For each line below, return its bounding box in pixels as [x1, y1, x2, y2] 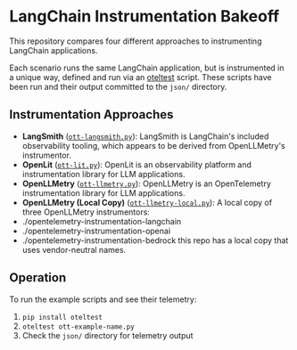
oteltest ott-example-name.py [21, 322, 136, 331]
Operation [9, 270, 67, 286]
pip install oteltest [21, 313, 103, 322]
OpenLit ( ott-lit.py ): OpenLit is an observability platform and [21, 159, 252, 170]
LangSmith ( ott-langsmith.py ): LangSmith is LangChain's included [21, 131, 269, 142]
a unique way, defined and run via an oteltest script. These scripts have [9, 71, 272, 82]
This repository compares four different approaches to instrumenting [9, 36, 262, 46]
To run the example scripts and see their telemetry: [9, 294, 197, 305]
